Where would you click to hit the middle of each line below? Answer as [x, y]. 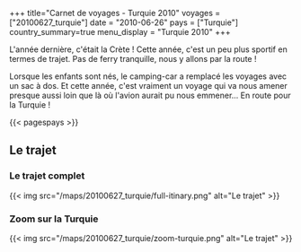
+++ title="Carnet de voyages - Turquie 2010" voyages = [115, 13]
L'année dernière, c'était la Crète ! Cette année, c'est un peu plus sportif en [148, 49]
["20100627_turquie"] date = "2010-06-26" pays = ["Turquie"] [124, 22]
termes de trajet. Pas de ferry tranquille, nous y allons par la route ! [133, 59]
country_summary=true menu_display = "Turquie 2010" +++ [120, 32]
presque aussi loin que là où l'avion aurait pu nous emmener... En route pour [150, 95]
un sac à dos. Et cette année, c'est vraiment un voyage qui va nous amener [148, 86]
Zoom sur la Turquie [54, 219]
